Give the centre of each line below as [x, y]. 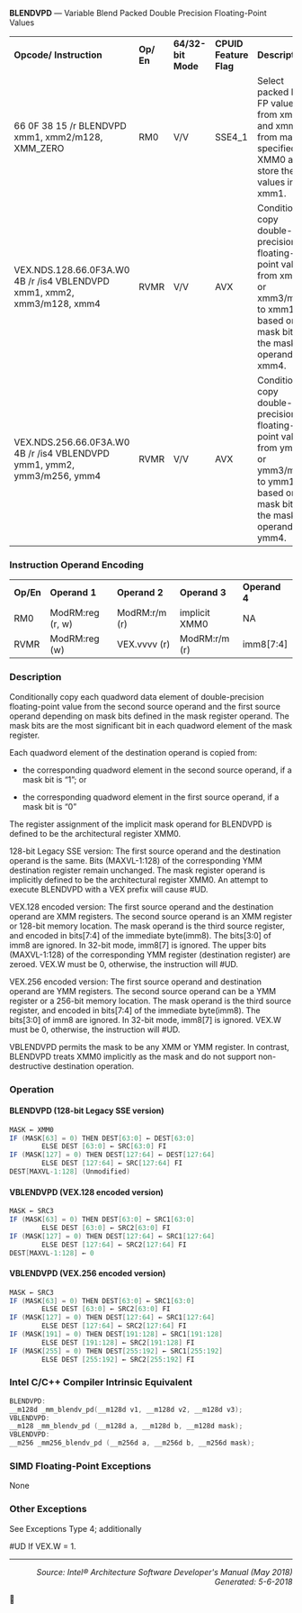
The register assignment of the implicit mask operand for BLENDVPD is [141, 824]
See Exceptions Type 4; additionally [75, 1528]
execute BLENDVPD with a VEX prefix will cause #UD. [109, 889]
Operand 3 [203, 593]
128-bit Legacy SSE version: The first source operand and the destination [145, 851]
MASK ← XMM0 [31, 1129]
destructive [30, 1065]
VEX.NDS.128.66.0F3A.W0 [72, 270]
